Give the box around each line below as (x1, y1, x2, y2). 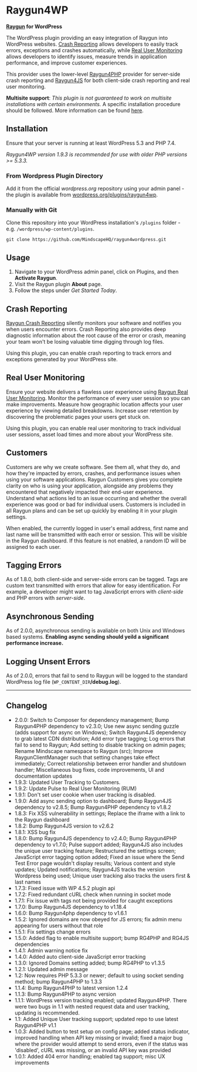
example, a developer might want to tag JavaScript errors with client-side (6, 588, 184, 595)
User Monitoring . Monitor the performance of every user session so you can (6, 394, 191, 402)
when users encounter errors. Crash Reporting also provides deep (6, 325, 167, 333)
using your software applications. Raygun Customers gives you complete (6, 476, 183, 483)
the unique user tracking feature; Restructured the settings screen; (14, 847, 176, 854)
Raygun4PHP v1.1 (14, 1022, 57, 1029)
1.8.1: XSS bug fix (14, 828, 56, 836)
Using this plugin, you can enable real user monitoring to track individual (6, 425, 181, 432)
